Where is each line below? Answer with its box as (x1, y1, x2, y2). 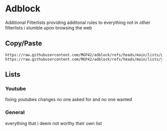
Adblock (5, 3, 41, 14)
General (5, 109, 25, 116)
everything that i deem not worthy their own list (5, 120, 102, 126)
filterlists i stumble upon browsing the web (5, 24, 92, 30)
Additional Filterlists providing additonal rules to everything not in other (5, 19, 151, 25)
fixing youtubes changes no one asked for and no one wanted (5, 97, 132, 103)
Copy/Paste (5, 39, 42, 48)
